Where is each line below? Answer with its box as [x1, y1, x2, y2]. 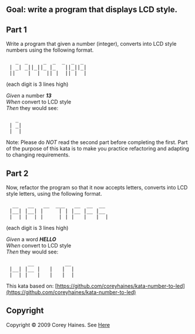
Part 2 [6, 168, 29, 178]
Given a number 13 [6, 92, 52, 99]
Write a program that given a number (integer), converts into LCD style [6, 41, 177, 48]
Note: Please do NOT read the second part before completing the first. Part [6, 139, 188, 146]
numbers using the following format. [6, 46, 94, 54]
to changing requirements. [6, 151, 70, 158]
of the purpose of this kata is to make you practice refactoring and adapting [6, 145, 190, 152]
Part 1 [6, 25, 28, 35]
